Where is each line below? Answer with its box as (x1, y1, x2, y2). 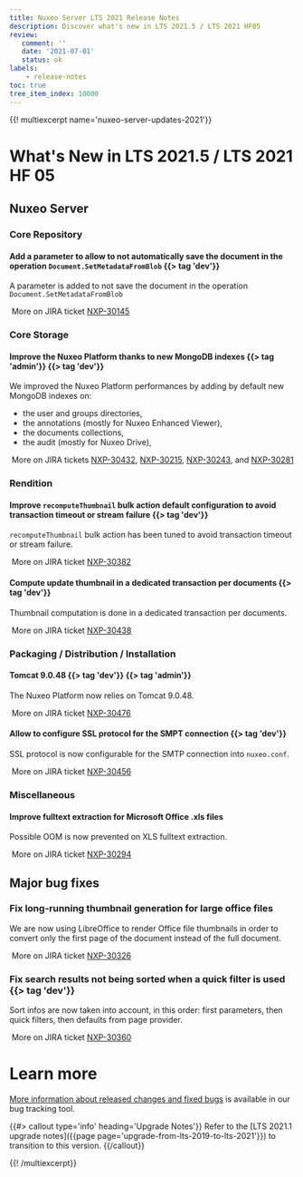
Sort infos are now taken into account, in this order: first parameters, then (9, 1005, 283, 1016)
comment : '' (21, 38, 67, 48)
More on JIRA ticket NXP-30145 (11, 306, 130, 317)
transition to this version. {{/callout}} (9, 1140, 146, 1152)
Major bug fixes (9, 875, 99, 890)
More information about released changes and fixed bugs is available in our (9, 1094, 291, 1104)
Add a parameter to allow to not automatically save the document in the (9, 250, 283, 261)
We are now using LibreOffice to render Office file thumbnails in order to (9, 922, 279, 934)
